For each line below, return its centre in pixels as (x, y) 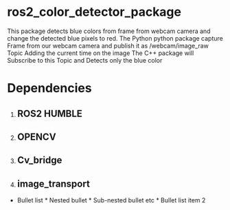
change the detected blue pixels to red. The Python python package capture (115, 38)
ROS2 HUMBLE (49, 113)
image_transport (54, 183)
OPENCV (36, 137)
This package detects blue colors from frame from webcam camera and (109, 31)
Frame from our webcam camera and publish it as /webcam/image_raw (108, 45)
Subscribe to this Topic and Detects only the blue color (85, 60)
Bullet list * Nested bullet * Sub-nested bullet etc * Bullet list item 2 (111, 200)
